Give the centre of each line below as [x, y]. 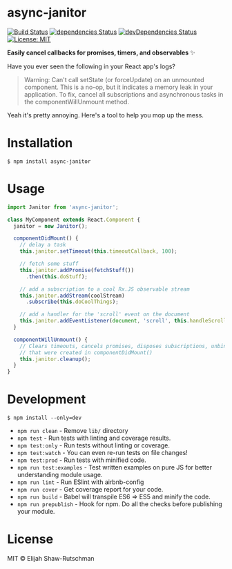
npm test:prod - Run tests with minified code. [81, 460]
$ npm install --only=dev [44, 418]
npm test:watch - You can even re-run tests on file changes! [102, 453]
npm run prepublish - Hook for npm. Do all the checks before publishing [119, 504]
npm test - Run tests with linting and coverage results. [94, 438]
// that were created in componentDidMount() [86, 353]
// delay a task [43, 245]
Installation [40, 143]
